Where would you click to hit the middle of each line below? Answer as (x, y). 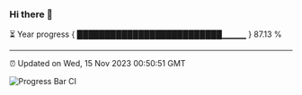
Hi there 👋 (31, 14)
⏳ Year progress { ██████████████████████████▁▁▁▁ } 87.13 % (146, 34)
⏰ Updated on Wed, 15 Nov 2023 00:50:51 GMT (98, 64)
